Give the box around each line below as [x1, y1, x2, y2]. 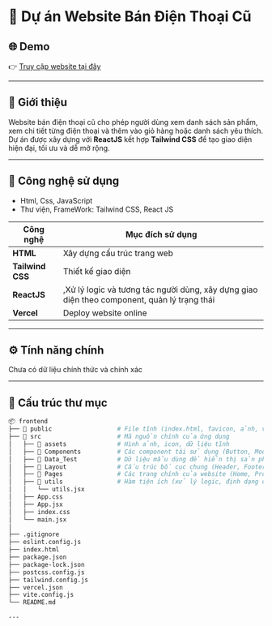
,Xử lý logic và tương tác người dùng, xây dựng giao [62, 284, 258, 295]
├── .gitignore [8, 530, 60, 538]
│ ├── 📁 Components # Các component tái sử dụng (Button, [8, 448, 252, 456]
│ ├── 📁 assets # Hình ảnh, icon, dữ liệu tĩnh [8, 439, 230, 448]
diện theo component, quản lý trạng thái [62, 294, 215, 305]
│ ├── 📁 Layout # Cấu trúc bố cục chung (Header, [8, 462, 241, 471]
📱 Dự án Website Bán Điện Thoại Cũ [8, 7, 252, 26]
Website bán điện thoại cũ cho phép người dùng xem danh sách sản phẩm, [8, 117, 258, 126]
